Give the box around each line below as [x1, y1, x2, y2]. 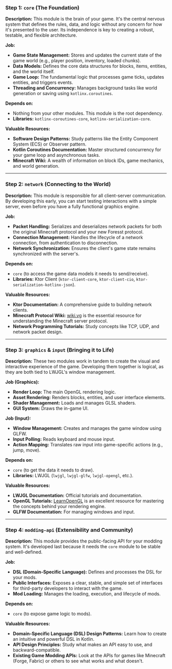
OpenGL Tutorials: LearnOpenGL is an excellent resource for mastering [12, 498, 164, 504]
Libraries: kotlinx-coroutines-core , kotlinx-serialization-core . [12, 116, 152, 122]
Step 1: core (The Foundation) [5, 4, 80, 11]
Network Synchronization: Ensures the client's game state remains [12, 245, 156, 251]
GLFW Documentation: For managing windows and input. [12, 509, 135, 515]
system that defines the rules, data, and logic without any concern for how [5, 21, 162, 27]
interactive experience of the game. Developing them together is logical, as [5, 363, 164, 369]
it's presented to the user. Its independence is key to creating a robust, [5, 27, 155, 33]
